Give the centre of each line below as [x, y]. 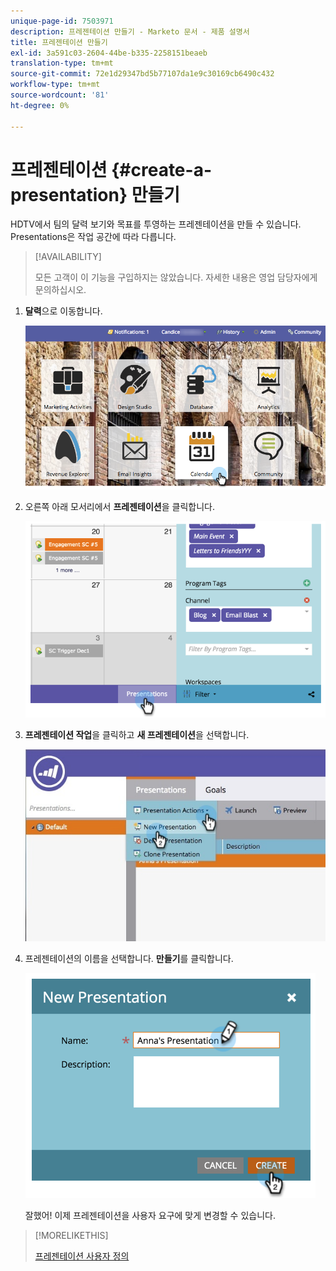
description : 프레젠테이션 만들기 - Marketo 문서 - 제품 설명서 [130, 31]
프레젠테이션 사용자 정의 [82, 1256]
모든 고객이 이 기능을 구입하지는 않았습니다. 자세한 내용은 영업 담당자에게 [176, 277]
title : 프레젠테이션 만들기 [59, 42]
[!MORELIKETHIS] [71, 1235]
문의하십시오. [60, 290]
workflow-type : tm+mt [55, 85]
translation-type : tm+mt [62, 63]
